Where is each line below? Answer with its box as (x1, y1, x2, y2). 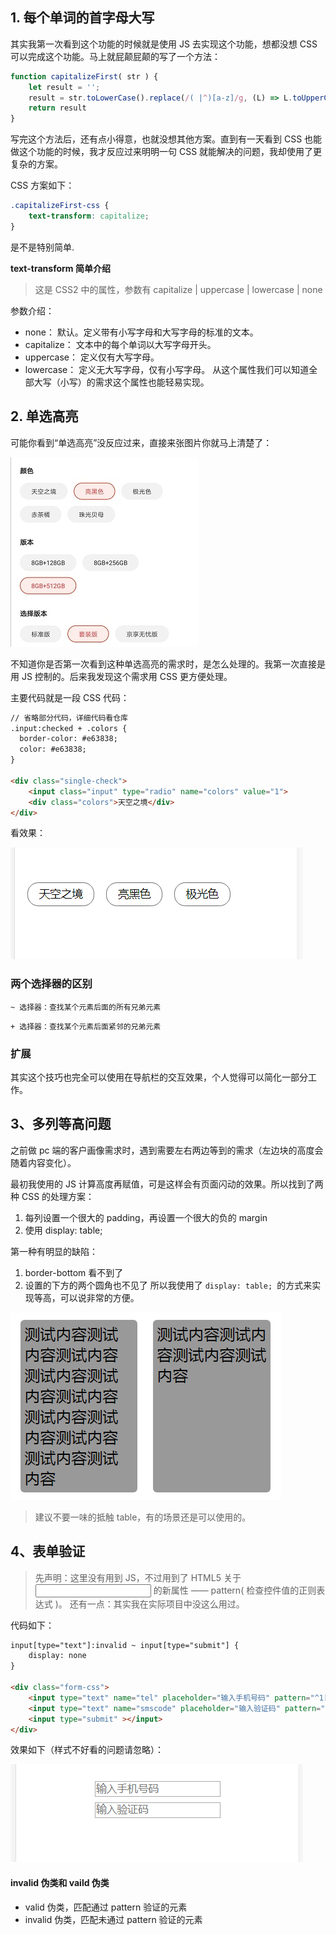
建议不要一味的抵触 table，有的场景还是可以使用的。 (34, 1511, 252, 1523)
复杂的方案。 (10, 158, 63, 170)
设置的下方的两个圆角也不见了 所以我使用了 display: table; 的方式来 (24, 1279, 313, 1291)
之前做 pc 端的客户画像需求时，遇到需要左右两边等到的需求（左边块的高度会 (10, 1144, 324, 1156)
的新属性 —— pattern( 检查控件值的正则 (153, 1584, 317, 1596)
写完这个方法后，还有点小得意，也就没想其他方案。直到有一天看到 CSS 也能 (10, 133, 323, 145)
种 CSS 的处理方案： (10, 1190, 95, 1202)
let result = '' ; (28, 82, 101, 92)
